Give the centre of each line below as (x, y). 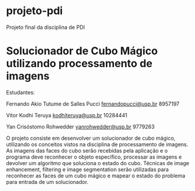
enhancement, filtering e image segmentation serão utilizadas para (87, 169)
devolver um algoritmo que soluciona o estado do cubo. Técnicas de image (98, 163)
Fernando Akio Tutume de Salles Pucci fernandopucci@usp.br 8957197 (93, 104)
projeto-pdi (35, 11)
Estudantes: (21, 92)
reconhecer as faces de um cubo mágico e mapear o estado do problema (96, 176)
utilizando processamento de (79, 64)
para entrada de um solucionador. (47, 182)
